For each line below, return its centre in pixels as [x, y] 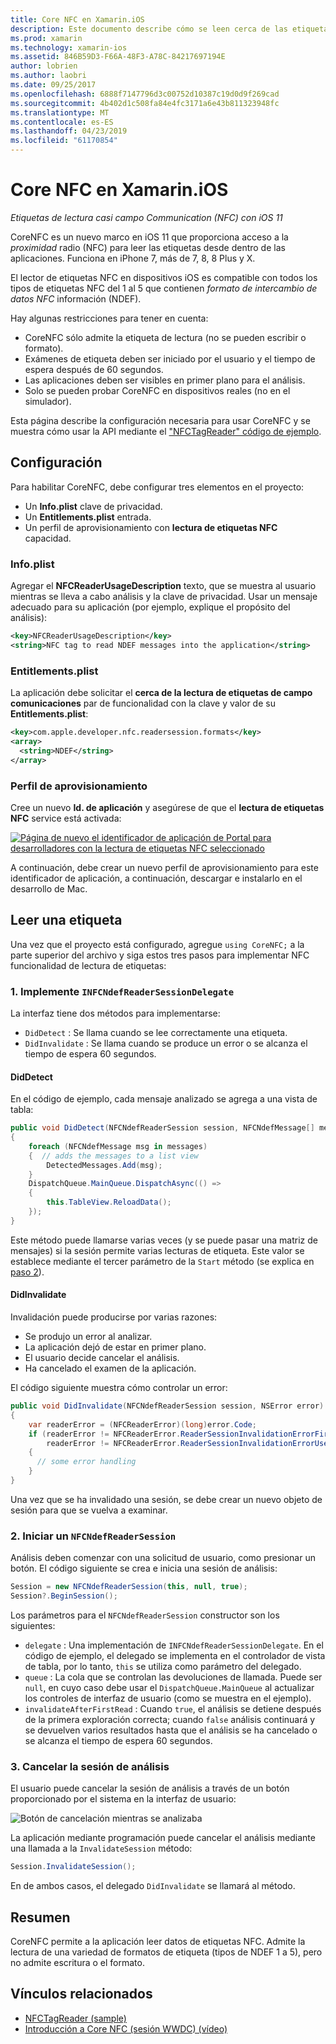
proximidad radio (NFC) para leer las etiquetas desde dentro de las [148, 247]
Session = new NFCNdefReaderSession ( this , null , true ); [129, 1587]
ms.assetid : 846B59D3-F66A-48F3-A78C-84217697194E [118, 57]
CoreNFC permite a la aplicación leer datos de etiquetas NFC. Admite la [158, 1941]
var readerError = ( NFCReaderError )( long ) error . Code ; [142, 1424]
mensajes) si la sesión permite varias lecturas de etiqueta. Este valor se [157, 1250]
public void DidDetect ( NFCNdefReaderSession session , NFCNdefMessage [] [162, 1128]
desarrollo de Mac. [49, 888]
